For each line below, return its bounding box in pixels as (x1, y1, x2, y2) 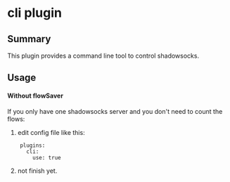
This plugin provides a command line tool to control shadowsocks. (7, 51, 199, 60)
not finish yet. (17, 167, 58, 175)
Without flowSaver (7, 91, 63, 100)
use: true (32, 154, 61, 161)
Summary (7, 33, 51, 45)
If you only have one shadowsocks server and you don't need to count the (7, 107, 223, 115)
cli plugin (7, 5, 62, 21)
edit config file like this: (17, 128, 86, 136)
